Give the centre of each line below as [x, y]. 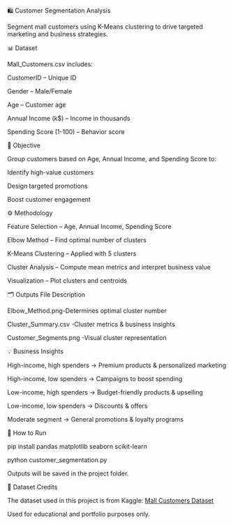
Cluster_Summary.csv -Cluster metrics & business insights [91, 324]
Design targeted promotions [47, 186]
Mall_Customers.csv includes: [50, 64]
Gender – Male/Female [40, 91]
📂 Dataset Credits [32, 487]
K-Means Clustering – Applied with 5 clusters [72, 253]
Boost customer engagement [49, 199]
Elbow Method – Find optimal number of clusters [77, 240]
